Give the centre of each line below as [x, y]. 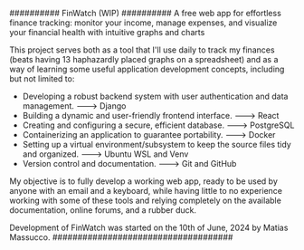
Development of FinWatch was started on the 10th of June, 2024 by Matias [149, 227]
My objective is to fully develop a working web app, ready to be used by [144, 181]
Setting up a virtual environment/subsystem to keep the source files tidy [157, 144]
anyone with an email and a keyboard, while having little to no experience [146, 191]
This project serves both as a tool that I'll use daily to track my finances [142, 50]
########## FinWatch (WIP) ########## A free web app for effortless [146, 13]
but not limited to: [42, 79]
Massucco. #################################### [121, 237]
